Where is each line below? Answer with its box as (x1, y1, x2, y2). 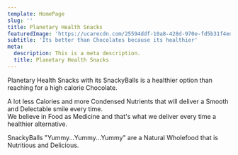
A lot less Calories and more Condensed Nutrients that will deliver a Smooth (7, 97, 229, 105)
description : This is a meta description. (13, 50, 141, 57)
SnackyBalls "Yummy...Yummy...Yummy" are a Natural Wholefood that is (7, 133, 218, 142)
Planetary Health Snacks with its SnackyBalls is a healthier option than (7, 76, 212, 84)
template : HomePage (7, 10, 65, 18)
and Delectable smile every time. (7, 104, 103, 113)
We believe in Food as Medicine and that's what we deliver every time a (7, 112, 217, 120)
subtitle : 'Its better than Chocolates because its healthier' (7, 37, 198, 44)
